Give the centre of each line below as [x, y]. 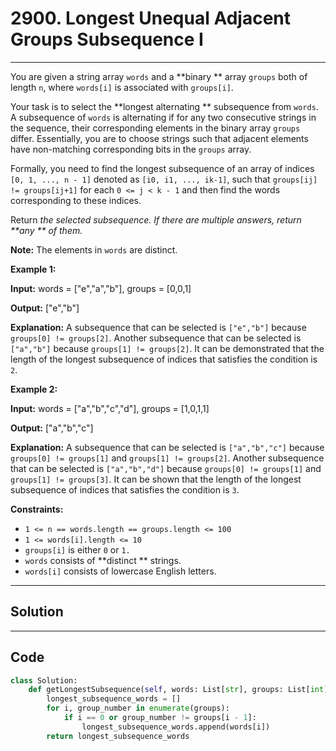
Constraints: [37, 509]
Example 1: [33, 269]
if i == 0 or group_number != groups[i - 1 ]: [160, 718]
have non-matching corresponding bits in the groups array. [131, 149]
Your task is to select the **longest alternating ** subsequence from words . [164, 106]
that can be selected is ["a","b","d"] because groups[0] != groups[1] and [166, 468]
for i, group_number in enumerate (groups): [138, 708]
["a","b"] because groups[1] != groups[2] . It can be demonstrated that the [167, 348]
